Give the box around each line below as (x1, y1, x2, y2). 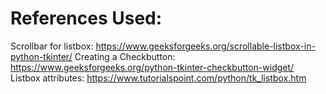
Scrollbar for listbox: (10, 40, 94, 52)
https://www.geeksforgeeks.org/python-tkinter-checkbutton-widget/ (10, 61, 295, 73)
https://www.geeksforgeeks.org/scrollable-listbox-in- (95, 40, 316, 52)
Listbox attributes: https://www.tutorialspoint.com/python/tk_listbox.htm (10, 72, 307, 84)
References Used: (10, 7, 163, 30)
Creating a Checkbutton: (74, 50, 176, 62)
